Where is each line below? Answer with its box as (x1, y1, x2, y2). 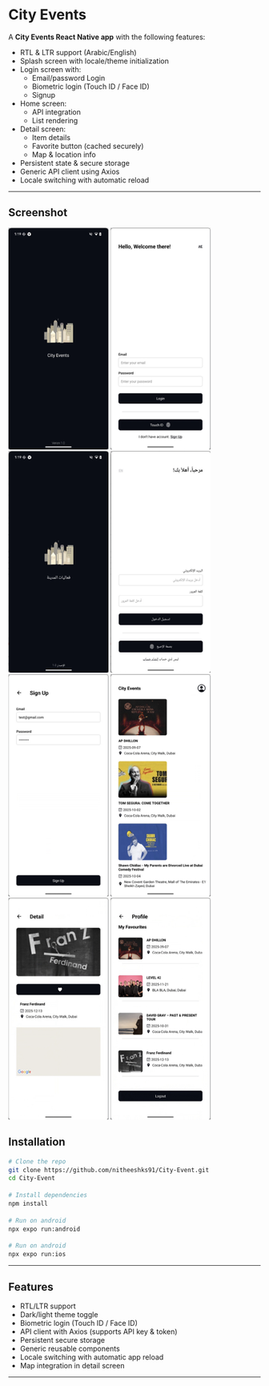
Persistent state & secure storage (19, 158, 130, 167)
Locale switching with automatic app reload (19, 1352, 164, 1362)
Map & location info (31, 150, 96, 159)
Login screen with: (19, 64, 82, 74)
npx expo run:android (8, 1225, 81, 1233)
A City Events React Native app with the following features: (8, 32, 206, 42)
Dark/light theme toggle (19, 1310, 98, 1319)
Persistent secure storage (19, 1336, 106, 1344)
